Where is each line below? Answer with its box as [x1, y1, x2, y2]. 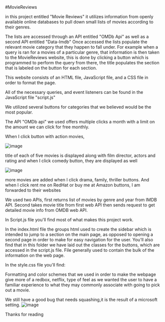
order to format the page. [5, 80, 56, 86]
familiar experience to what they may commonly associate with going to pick [5, 282, 160, 288]
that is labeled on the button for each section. [5, 65, 97, 71]
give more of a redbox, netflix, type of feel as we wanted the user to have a [5, 277, 157, 282]
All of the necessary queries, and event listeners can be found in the [5, 89, 143, 95]
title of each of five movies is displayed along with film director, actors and [5, 152, 156, 158]
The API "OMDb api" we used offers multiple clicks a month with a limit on [5, 119, 155, 124]
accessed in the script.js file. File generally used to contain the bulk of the [5, 247, 155, 253]
